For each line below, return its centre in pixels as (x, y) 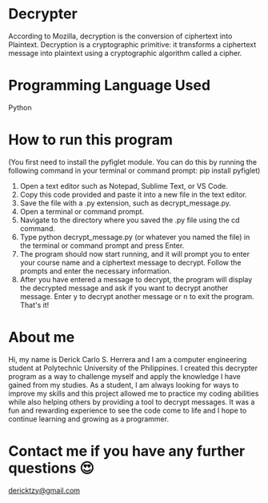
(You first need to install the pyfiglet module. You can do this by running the (133, 162)
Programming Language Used (109, 86)
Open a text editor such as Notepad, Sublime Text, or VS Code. (124, 186)
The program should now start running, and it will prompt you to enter (135, 253)
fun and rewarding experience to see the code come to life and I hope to (128, 410)
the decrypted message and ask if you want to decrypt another (124, 288)
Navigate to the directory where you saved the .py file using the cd (130, 220)
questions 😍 (51, 468)
